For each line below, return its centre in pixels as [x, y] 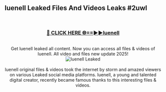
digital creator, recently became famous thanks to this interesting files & [83, 80]
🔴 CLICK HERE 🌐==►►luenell [83, 32]
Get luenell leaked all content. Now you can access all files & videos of [83, 49]
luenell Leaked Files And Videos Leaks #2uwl [76, 8]
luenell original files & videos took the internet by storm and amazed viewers [83, 70]
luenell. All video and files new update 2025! [83, 54]
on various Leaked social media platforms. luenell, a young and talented [83, 75]
